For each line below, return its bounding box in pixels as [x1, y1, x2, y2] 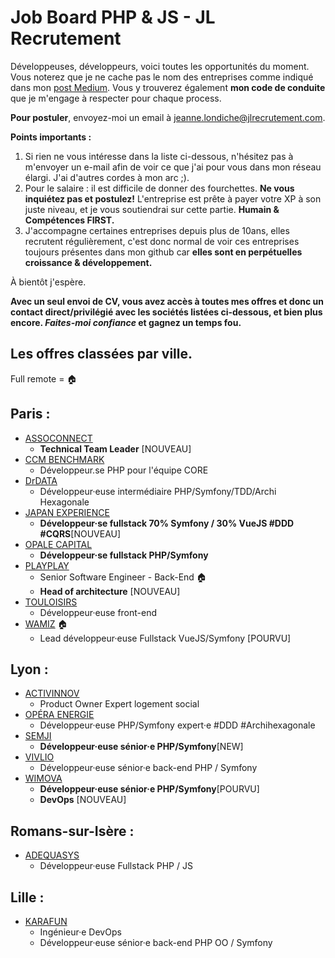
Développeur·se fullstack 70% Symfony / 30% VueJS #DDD [39, 517, 295, 529]
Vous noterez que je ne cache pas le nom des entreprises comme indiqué [10, 71, 314, 83]
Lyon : [10, 661, 49, 678]
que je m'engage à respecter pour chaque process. [10, 92, 222, 104]
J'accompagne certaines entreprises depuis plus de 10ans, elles [24, 224, 290, 236]
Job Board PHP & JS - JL [10, 6, 216, 29]
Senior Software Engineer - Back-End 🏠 [39, 571, 207, 583]
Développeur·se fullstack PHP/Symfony [39, 549, 209, 561]
